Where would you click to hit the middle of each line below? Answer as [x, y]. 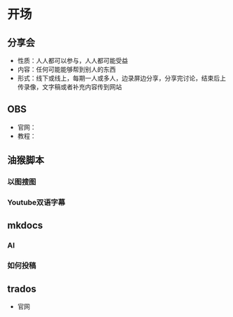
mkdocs [25, 225]
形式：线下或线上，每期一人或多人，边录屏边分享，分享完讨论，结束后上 [121, 78]
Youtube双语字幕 [36, 203]
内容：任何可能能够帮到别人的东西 [66, 69]
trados [22, 289]
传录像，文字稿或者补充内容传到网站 [70, 87]
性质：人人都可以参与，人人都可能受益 [72, 61]
